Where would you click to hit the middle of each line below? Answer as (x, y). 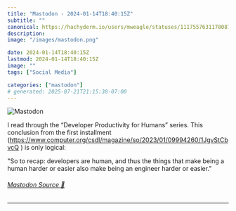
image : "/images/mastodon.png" (53, 40)
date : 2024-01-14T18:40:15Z (48, 53)
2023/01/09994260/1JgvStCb (185, 140)
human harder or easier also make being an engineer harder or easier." (110, 169)
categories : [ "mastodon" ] (45, 85)
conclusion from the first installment (59, 133)
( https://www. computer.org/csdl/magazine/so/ (75, 140)
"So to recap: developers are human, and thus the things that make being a (116, 161)
